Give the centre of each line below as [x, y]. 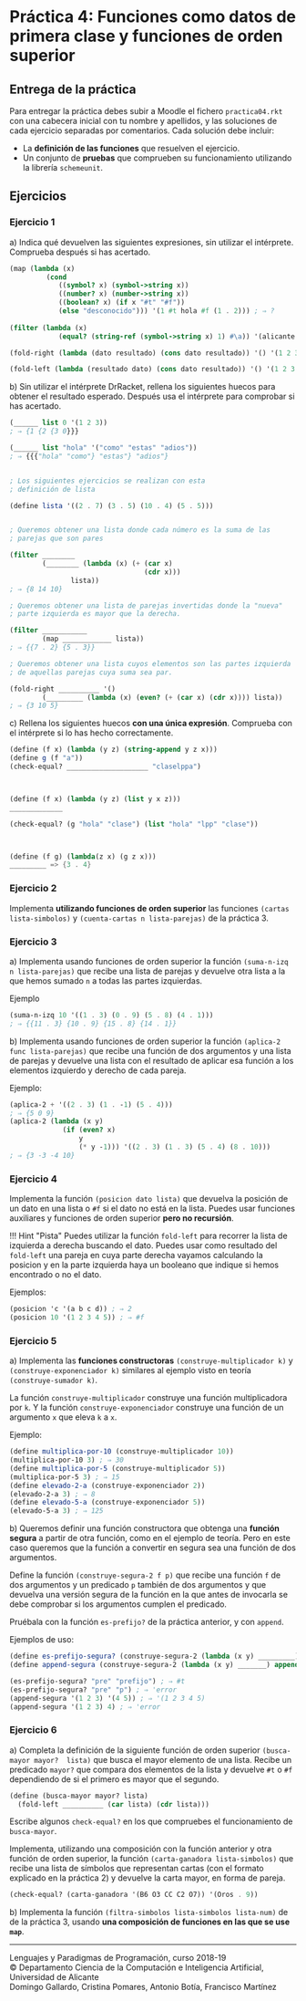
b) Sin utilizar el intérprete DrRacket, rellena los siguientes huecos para [143, 387]
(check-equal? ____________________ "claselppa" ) [106, 767]
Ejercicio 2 [33, 889]
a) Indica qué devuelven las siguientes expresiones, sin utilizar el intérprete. [152, 242]
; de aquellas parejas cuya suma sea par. [91, 672]
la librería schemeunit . [62, 167]
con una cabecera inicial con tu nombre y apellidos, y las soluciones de [143, 121]
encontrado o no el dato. [56, 1275]
